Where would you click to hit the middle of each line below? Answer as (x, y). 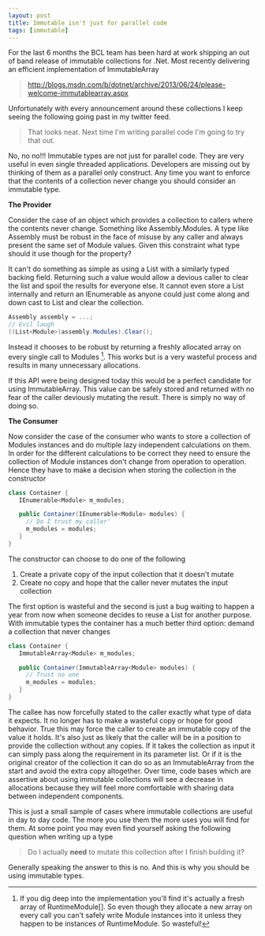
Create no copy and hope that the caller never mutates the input (124, 583)
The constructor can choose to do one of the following (97, 559)
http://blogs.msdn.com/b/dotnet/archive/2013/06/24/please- (127, 85)
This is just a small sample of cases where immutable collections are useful (131, 811)
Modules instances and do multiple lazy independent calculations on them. (130, 444)
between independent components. (66, 796)
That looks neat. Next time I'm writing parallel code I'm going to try (136, 132)
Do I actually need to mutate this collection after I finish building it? (136, 851)
